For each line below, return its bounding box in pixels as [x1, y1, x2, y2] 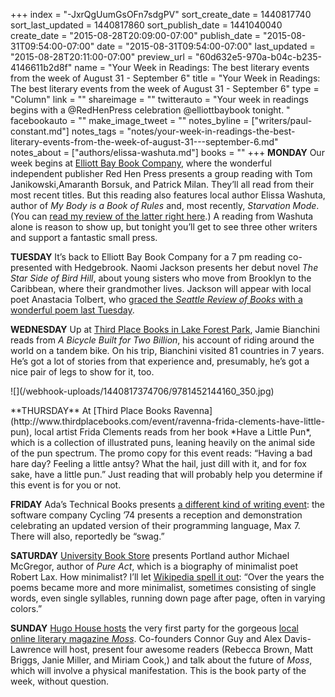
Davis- [284, 633, 312, 644]
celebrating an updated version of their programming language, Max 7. [10, 520, 301, 531]
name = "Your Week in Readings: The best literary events [74, 62, 310, 73]
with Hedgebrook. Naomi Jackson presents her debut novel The [54, 262, 319, 273]
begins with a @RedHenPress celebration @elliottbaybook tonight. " [10, 104, 291, 116]
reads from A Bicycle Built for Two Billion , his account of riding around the [10, 334, 315, 346]
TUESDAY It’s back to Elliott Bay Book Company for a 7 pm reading [10, 251, 287, 263]
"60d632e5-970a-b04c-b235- [194, 51, 322, 63]
